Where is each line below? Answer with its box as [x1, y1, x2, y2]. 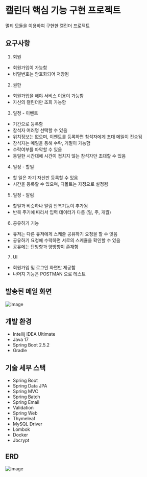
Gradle [12, 348, 27, 354]
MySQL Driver [12, 421, 42, 427]
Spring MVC [12, 388, 39, 395]
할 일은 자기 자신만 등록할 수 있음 [12, 175, 78, 181]
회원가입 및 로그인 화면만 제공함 [12, 264, 76, 270]
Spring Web [12, 410, 38, 416]
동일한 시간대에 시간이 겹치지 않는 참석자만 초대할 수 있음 [12, 153, 126, 159]
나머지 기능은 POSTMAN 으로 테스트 [12, 271, 86, 277]
